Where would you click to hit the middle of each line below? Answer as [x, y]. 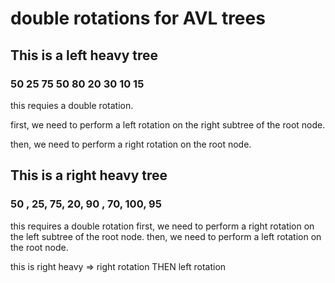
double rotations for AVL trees [138, 18]
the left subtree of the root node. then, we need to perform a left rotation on [166, 236]
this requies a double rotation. [72, 105]
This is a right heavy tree [89, 175]
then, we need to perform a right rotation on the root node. [131, 144]
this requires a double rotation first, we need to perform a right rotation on [162, 226]
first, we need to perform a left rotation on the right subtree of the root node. [168, 124]
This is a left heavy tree [84, 55]
